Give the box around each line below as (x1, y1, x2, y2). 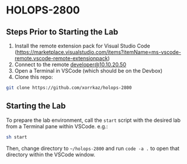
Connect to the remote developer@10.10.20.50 (14, 61, 127, 68)
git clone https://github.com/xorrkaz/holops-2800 (6, 85, 132, 91)
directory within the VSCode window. (6, 151, 95, 158)
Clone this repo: (14, 74, 53, 80)
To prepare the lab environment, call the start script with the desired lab (6, 117, 181, 124)
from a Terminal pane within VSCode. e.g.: (6, 122, 108, 129)
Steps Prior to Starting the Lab (6, 27, 119, 37)
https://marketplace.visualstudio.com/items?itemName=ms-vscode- (16, 49, 181, 56)
